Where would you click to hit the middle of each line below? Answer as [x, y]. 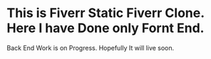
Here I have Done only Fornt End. [105, 28]
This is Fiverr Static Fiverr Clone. [105, 13]
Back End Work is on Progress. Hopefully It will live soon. [91, 48]
